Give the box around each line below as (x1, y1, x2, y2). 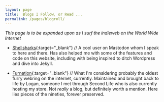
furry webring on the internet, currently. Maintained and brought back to (12, 75, 159, 82)
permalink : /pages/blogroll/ (5, 16, 65, 21)
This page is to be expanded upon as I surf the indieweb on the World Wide (5, 30, 159, 36)
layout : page (5, 7, 32, 12)
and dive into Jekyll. (12, 60, 53, 67)
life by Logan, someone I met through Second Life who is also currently (12, 81, 157, 87)
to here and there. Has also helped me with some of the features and (12, 50, 152, 56)
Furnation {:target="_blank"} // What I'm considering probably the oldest (12, 70, 159, 76)
